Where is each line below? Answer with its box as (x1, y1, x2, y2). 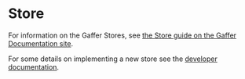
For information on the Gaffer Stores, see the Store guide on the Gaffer (8, 31, 237, 40)
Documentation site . (8, 38, 73, 48)
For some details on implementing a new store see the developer (8, 54, 218, 63)
